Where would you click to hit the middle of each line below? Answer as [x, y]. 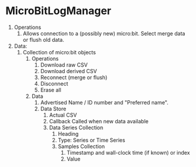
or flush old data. [43, 40]
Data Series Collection [76, 127]
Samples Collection [82, 146]
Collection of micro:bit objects [59, 52]
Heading [68, 133]
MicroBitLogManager [58, 11]
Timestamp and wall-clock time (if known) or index [128, 152]
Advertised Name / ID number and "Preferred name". [104, 102]
